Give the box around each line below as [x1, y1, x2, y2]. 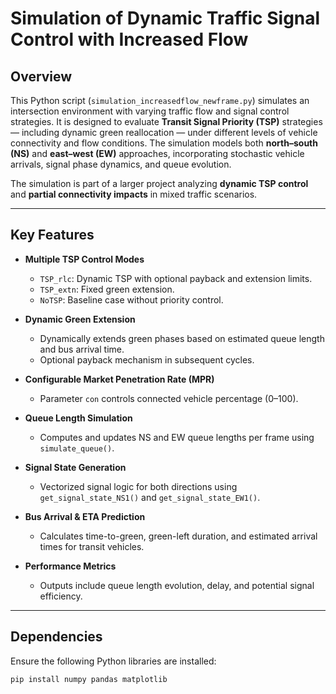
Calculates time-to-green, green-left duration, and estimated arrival [39, 530, 318, 542]
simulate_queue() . [39, 442, 115, 454]
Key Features [10, 227, 95, 244]
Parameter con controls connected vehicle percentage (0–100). [39, 392, 299, 404]
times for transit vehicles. [39, 540, 145, 552]
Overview [10, 68, 73, 85]
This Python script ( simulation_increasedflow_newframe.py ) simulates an [10, 95, 310, 106]
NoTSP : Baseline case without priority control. [39, 293, 224, 306]
